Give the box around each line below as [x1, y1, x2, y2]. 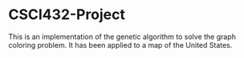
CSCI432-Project [8, 6, 126, 24]
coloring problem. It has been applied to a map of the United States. [8, 40, 233, 49]
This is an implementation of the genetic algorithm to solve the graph [8, 32, 237, 41]
